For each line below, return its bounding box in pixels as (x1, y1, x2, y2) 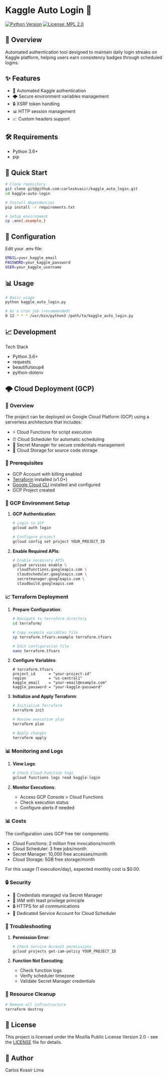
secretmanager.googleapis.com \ (17, 576, 85, 581)
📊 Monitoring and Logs (5, 747, 64, 754)
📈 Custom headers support (12, 115, 70, 122)
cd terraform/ (12, 621, 42, 626)
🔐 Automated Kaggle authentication (12, 87, 86, 93)
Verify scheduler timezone (20, 973, 75, 979)
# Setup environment (5, 214, 49, 219)
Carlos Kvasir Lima (5, 1067, 44, 1073)
